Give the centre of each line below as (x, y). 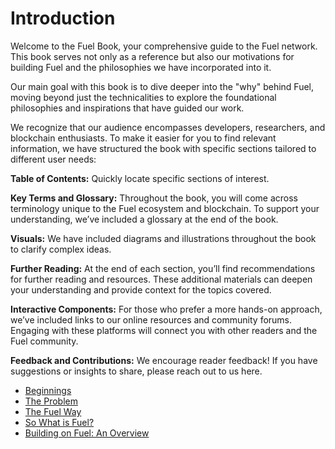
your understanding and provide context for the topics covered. (141, 289)
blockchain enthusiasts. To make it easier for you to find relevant (143, 138)
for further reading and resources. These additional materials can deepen (161, 279)
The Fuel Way (53, 411)
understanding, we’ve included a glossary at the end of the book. (144, 219)
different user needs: (53, 159)
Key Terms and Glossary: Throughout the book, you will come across (154, 198)
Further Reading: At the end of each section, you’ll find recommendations (163, 268)
